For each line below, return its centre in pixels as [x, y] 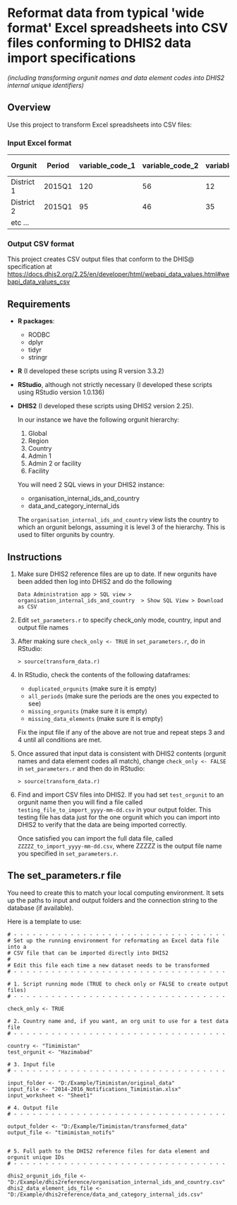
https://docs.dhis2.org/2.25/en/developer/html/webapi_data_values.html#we [119, 275]
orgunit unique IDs [36, 1157]
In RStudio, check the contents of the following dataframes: [104, 674]
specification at [30, 267]
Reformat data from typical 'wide [106, 13]
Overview [29, 108]
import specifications [72, 58]
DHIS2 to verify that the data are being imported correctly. [102, 824]
